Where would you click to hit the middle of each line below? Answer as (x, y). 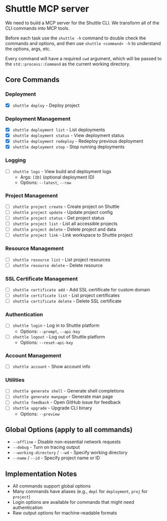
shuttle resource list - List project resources (61, 259)
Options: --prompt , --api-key (50, 331)
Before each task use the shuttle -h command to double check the (76, 38)
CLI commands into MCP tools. (37, 28)
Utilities (15, 380)
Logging (16, 160)
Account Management (33, 356)
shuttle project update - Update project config (62, 212)
